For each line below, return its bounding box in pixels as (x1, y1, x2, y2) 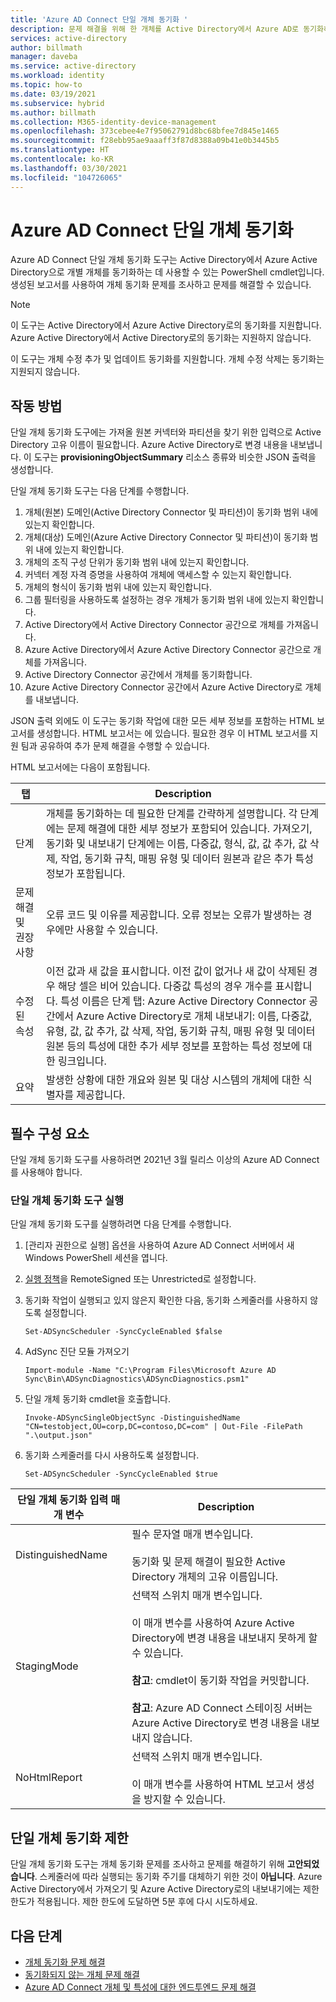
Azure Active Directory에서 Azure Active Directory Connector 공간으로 (24, 644, 312, 656)
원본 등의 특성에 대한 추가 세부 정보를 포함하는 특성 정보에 (45, 1039, 301, 1053)
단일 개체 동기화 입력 (16, 1493, 109, 1507)
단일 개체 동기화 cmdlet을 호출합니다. (24, 1393, 171, 1405)
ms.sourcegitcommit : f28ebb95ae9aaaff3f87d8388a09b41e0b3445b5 (10, 136, 280, 146)
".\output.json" (24, 1431, 93, 1441)
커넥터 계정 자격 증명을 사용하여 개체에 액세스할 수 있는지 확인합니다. (24, 569, 292, 581)
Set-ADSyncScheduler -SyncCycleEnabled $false (24, 1327, 223, 1337)
